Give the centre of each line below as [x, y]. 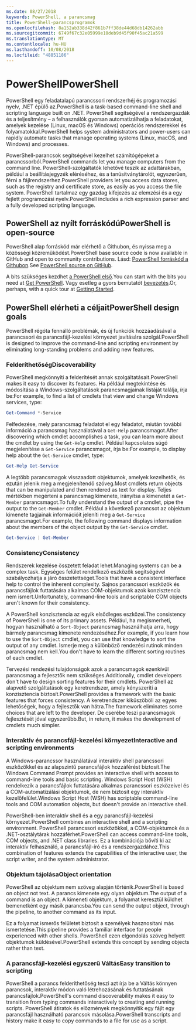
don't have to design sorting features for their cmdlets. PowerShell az [90, 682]
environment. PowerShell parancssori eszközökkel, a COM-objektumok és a [97, 828]
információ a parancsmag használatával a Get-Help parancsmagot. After [92, 431]
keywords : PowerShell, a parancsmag [51, 17]
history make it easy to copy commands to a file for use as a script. [87, 1021]
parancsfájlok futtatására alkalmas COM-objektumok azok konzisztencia [94, 591]
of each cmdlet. [25, 658]
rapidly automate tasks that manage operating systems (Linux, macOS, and [97, 138]
